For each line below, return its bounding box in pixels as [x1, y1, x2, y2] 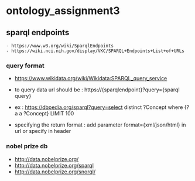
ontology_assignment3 [6, 4, 120, 18]
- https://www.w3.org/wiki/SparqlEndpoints [6, 43, 114, 49]
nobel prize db [6, 142, 48, 151]
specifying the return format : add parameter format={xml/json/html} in [14, 121, 186, 128]
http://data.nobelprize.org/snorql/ [14, 168, 95, 175]
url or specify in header [14, 128, 71, 135]
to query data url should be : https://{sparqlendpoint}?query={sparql [14, 86, 180, 93]
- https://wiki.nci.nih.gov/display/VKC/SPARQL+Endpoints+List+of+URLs [6, 48, 184, 54]
